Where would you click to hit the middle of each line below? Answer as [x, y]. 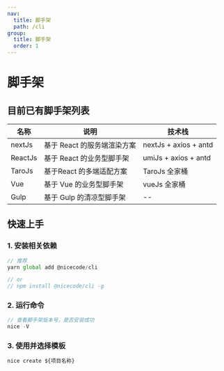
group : [17, 33]
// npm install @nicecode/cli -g [56, 286]
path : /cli [29, 26]
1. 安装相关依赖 [32, 246]
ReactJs [24, 158]
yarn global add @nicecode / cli [53, 267]
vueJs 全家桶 [164, 184]
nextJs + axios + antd [178, 145]
